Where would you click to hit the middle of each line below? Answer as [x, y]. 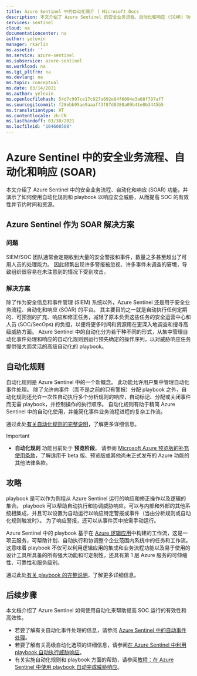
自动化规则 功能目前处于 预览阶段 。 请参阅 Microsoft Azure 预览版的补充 [102, 448]
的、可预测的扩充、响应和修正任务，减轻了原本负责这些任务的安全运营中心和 [98, 317]
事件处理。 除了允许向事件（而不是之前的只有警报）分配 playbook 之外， [94, 389]
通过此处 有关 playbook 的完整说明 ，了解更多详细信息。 [73, 575]
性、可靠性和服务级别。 [34, 562]
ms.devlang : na [25, 77]
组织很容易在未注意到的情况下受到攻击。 [60, 271]
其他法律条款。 [33, 462]
